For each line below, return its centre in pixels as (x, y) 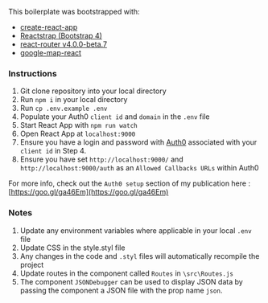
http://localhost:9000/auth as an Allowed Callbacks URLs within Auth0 (139, 168)
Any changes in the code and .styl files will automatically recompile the (140, 256)
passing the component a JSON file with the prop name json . (121, 290)
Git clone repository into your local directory (93, 91)
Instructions (33, 73)
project (32, 264)
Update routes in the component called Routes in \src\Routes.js (126, 273)
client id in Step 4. (53, 151)
